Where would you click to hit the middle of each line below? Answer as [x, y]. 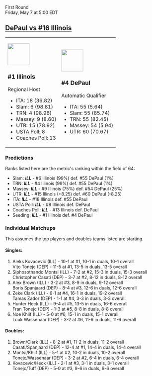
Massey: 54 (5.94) [91, 125]
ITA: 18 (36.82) [34, 100]
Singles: [14, 250]
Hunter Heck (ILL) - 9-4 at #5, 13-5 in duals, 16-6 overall [70, 303]
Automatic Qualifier [84, 95]
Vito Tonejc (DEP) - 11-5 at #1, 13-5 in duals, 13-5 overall [70, 267]
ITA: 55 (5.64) [86, 106]
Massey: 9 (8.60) [36, 119]
